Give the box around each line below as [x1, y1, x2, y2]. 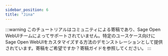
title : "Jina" [5, 12, 35, 17]
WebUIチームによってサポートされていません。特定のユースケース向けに [5, 32, 156, 38]
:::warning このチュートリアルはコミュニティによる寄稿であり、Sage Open [5, 26, 161, 32]
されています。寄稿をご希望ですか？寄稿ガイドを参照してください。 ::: [5, 45, 152, 51]
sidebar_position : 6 [5, 7, 49, 12]
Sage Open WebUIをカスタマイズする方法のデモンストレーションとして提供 [5, 38, 163, 45]
